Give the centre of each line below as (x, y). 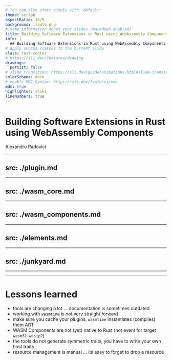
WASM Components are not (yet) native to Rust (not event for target (84, 330)
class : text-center (26, 53)
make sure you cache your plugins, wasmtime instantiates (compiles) (84, 319)
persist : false (26, 67)
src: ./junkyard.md (36, 261)
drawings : (16, 63)
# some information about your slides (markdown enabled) (68, 29)
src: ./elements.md (36, 238)
